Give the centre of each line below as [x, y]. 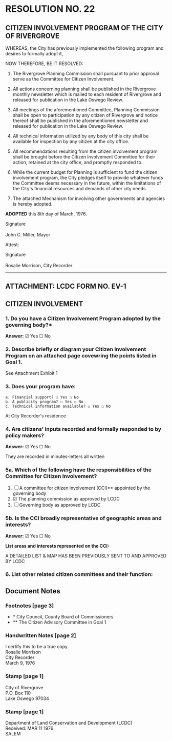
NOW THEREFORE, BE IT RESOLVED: [44, 64]
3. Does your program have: [40, 387]
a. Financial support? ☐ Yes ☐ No [42, 397]
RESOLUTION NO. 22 [50, 9]
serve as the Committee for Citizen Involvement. [63, 79]
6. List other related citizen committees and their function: [79, 574]
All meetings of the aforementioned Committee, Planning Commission [86, 110]
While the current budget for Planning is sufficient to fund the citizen [85, 172]
